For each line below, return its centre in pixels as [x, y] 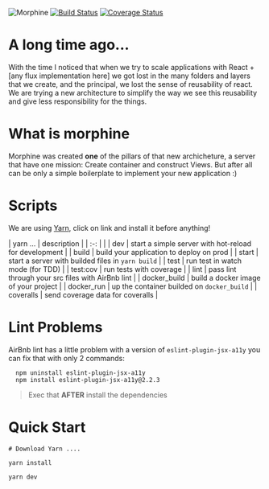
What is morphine [69, 134]
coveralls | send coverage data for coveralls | [83, 294]
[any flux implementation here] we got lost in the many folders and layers [130, 76]
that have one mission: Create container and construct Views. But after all [130, 164]
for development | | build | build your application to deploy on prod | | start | [134, 252]
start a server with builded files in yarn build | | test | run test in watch [125, 261]
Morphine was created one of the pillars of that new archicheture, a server [132, 156]
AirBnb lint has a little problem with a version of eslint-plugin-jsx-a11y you [134, 349]
